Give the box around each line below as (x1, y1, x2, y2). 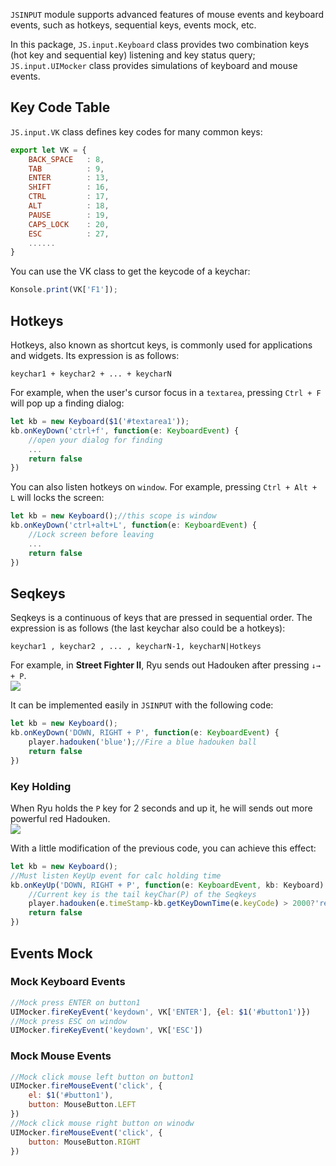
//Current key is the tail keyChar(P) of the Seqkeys (28, 889, 257, 899)
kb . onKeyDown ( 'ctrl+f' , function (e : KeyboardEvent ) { (10, 425, 240, 436)
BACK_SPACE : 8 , (28, 154, 105, 164)
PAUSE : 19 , (28, 210, 110, 220)
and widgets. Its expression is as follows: (10, 350, 180, 361)
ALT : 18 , (28, 201, 110, 211)
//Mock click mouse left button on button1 (10, 1072, 195, 1082)
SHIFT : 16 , (28, 182, 110, 193)
